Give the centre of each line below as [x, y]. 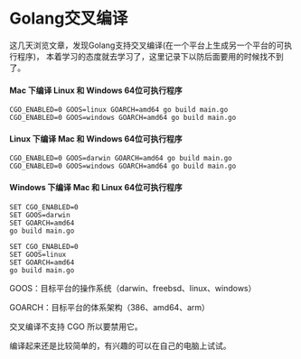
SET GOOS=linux [38, 254]
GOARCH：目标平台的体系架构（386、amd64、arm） [109, 307]
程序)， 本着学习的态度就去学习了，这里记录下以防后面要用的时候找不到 [150, 56]
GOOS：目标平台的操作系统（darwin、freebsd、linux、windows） [133, 288]
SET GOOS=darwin [40, 215]
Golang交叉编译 [69, 18]
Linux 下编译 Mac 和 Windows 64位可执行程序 [96, 138]
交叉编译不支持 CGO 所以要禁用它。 [76, 327]
